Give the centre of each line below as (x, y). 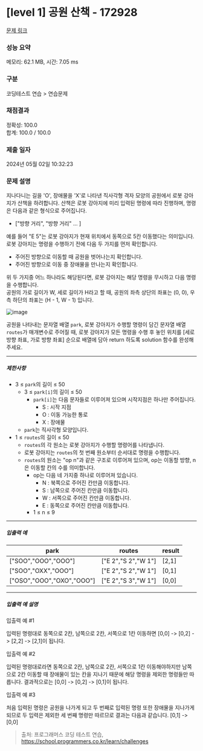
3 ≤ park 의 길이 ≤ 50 (40, 385)
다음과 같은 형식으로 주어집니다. (50, 211)
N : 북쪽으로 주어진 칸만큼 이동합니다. (86, 483)
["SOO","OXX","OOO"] (42, 571)
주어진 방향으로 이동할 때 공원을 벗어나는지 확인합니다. (79, 257)
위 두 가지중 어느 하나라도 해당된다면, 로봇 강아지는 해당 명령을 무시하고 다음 (96, 277)
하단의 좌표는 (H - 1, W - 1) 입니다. (53, 300)
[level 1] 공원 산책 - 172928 (72, 12)
